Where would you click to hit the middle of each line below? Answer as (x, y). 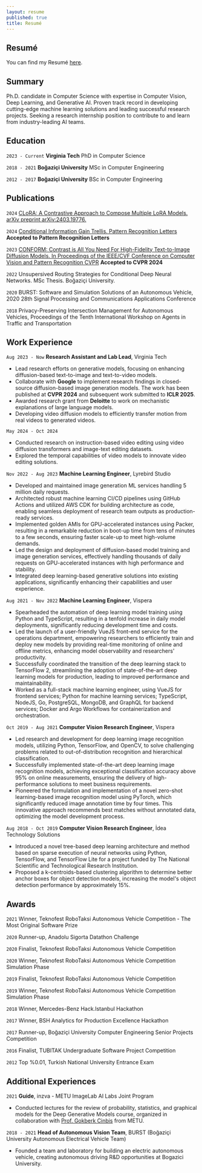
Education (26, 141)
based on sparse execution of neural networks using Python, (91, 853)
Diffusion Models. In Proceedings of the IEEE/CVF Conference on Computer (101, 256)
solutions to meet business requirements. (101, 784)
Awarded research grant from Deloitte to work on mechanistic (92, 401)
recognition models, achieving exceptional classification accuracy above (106, 771)
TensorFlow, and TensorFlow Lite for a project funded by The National (102, 859)
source (24, 388)
